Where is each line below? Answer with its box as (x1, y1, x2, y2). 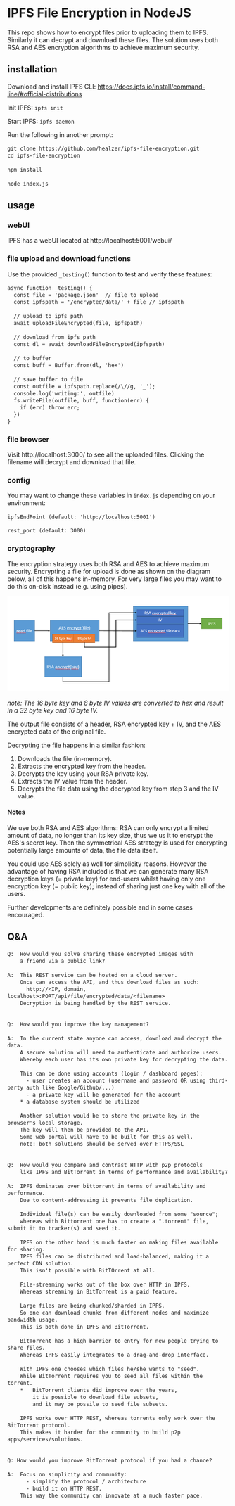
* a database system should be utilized (20, 1098, 140, 1105)
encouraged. (7, 911, 44, 919)
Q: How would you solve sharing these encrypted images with (7, 950, 193, 957)
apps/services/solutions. (7, 1436, 83, 1443)
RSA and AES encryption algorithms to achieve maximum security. (7, 43, 200, 51)
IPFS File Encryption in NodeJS (7, 5, 191, 21)
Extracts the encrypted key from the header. (17, 762, 146, 770)
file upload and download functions (7, 254, 132, 264)
